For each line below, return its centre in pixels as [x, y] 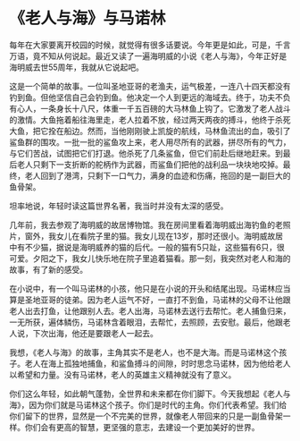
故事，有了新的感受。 [48, 269]
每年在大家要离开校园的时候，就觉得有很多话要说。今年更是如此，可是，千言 [150, 45]
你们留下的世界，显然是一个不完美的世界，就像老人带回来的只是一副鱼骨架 [146, 416]
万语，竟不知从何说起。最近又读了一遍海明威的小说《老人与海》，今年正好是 [148, 55]
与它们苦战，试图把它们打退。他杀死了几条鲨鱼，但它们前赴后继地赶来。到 [146, 153]
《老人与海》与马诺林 [88, 18]
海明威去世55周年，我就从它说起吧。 [77, 67]
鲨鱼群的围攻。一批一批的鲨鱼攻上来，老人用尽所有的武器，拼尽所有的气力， [150, 142]
